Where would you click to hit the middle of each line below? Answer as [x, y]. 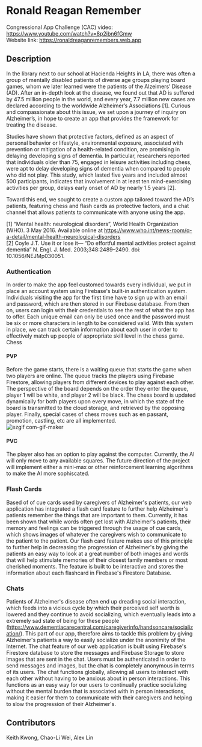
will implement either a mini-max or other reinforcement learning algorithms [100, 467]
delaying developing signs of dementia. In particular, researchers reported [98, 156]
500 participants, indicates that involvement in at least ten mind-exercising [99, 181]
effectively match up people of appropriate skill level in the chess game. [95, 336]
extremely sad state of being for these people [63, 621]
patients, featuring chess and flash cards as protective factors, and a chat [98, 206]
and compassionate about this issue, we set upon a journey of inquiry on [96, 112]
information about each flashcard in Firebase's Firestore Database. [89, 573]
